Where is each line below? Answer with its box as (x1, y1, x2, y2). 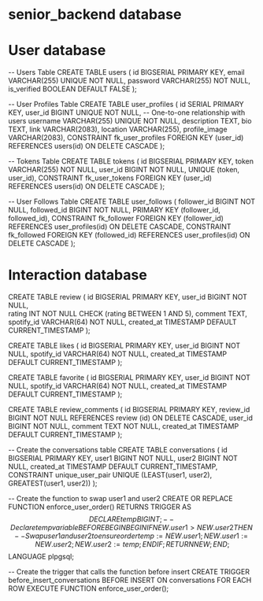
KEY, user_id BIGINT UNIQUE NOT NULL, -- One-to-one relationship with (8, 108, 246, 117)
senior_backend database (8, 6, 182, 24)
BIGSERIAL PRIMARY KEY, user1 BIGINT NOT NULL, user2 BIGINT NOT (8, 454, 239, 463)
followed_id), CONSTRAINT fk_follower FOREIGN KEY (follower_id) (8, 214, 224, 223)
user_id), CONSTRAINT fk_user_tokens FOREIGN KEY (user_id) (8, 173, 213, 183)
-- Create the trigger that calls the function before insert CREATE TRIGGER (8, 567, 250, 577)
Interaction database (8, 266, 147, 284)
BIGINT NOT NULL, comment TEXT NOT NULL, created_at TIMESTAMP (8, 422, 239, 431)
